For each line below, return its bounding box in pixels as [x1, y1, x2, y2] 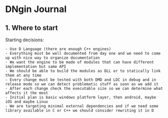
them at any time [5, 73, 42, 78]
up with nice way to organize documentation [5, 55, 100, 60]
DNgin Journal [5, 4, 67, 15]
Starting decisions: [5, 37, 44, 43]
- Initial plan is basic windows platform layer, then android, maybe [5, 95, 156, 100]
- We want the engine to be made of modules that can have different [5, 60, 154, 65]
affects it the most [5, 90, 49, 95]
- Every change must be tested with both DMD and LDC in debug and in [5, 77, 156, 82]
